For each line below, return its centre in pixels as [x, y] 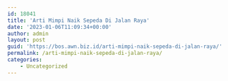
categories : [25, 60]
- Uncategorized [44, 66]
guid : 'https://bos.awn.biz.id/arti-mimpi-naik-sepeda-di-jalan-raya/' [115, 46]
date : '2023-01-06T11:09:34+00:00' [60, 27]
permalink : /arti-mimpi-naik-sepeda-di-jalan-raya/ [85, 54]
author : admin [28, 33]
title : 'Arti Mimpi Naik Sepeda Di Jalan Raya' [79, 20]
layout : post [26, 40]
